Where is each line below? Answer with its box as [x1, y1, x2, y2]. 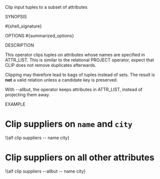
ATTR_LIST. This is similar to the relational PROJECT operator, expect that [5, 57, 154, 63]
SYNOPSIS [5, 14, 27, 19]
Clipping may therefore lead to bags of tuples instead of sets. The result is [5, 72, 155, 78]
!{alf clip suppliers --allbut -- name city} [5, 168, 86, 174]
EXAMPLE [5, 101, 26, 107]
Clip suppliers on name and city [5, 119, 133, 130]
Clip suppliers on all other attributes [5, 152, 155, 163]
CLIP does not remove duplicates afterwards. [5, 62, 97, 68]
